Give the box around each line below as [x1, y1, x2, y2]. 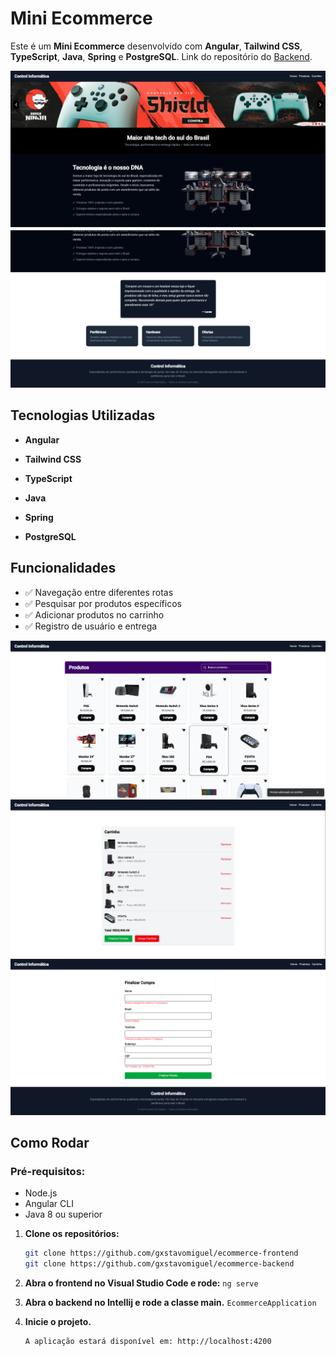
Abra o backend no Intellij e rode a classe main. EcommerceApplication [24, 1297, 317, 1309]
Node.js [24, 1187, 58, 1199]
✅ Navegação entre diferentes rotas [24, 586, 174, 598]
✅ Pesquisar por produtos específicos [24, 597, 182, 609]
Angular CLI [24, 1198, 74, 1210]
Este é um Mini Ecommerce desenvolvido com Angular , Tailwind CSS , [10, 40, 303, 52]
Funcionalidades [10, 560, 117, 577]
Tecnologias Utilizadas [10, 407, 156, 424]
